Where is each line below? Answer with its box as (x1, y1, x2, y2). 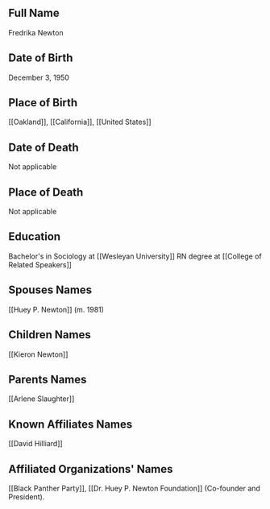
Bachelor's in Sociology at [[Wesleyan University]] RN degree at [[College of (8, 251, 262, 261)
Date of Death (8, 140, 79, 154)
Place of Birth (8, 96, 78, 110)
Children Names (8, 328, 91, 341)
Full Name (8, 6, 60, 20)
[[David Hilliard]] (8, 439, 63, 449)
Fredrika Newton (8, 27, 64, 37)
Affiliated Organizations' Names (8, 462, 173, 476)
